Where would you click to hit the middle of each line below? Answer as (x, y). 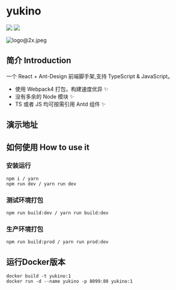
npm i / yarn (23, 179)
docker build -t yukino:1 (38, 276)
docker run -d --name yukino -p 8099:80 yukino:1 (70, 282)
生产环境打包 (25, 229)
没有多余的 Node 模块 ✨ (44, 96)
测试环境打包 (25, 200)
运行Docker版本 (36, 262)
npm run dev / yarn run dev (41, 184)
